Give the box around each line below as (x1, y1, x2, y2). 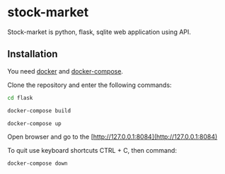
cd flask (7, 94, 33, 101)
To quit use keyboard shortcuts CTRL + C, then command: (7, 146, 177, 155)
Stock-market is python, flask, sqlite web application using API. (7, 28, 191, 36)
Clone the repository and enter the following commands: (7, 81, 172, 89)
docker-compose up (7, 120, 62, 127)
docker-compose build (7, 107, 71, 114)
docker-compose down (7, 160, 69, 167)
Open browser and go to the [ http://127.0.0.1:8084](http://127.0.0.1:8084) (7, 132, 218, 141)
